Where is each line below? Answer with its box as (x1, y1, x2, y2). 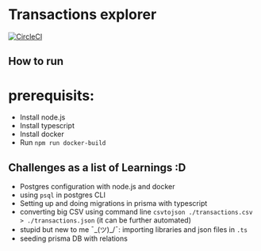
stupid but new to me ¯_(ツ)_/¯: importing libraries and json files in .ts (19, 225, 248, 234)
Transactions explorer (8, 6, 157, 24)
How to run (8, 55, 64, 68)
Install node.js (19, 112, 66, 122)
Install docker (19, 129, 65, 139)
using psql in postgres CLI (19, 190, 106, 200)
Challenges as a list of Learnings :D (8, 161, 186, 174)
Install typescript (19, 121, 75, 131)
